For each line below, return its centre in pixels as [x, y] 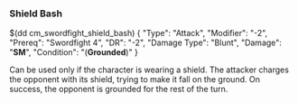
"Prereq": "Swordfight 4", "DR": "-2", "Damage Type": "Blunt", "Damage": [146, 42]
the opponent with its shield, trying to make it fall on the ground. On [135, 80]
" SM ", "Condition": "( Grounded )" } [74, 52]
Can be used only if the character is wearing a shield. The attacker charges [149, 70]
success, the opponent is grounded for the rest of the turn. [119, 89]
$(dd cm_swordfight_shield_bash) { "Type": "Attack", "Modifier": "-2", [139, 33]
